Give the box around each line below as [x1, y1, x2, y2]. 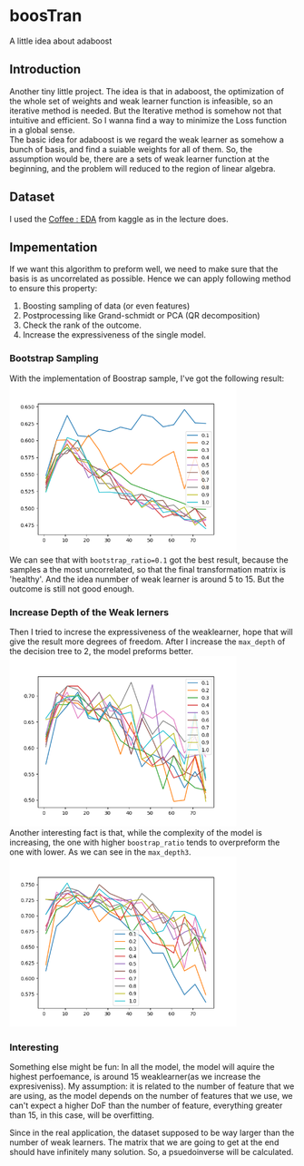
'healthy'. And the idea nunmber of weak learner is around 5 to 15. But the [9, 573, 285, 584]
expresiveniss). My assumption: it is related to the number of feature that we [9, 1081, 295, 1092]
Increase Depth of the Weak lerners [9, 605, 170, 618]
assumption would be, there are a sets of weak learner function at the [9, 153, 270, 164]
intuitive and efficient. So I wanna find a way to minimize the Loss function [9, 114, 288, 125]
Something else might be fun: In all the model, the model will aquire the [9, 1062, 275, 1073]
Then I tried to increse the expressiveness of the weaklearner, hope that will [9, 626, 293, 637]
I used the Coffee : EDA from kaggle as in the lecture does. [9, 213, 229, 224]
